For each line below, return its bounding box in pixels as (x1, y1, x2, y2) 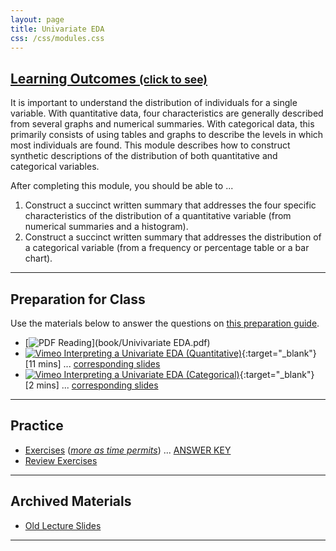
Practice (10, 417, 64, 435)
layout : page (10, 14, 65, 25)
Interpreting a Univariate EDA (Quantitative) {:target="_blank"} (63, 347, 317, 359)
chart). (24, 252, 53, 265)
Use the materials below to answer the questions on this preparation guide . (10, 317, 320, 329)
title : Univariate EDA (10, 24, 105, 34)
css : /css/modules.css (10, 33, 105, 43)
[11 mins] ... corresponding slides (24, 358, 161, 370)
